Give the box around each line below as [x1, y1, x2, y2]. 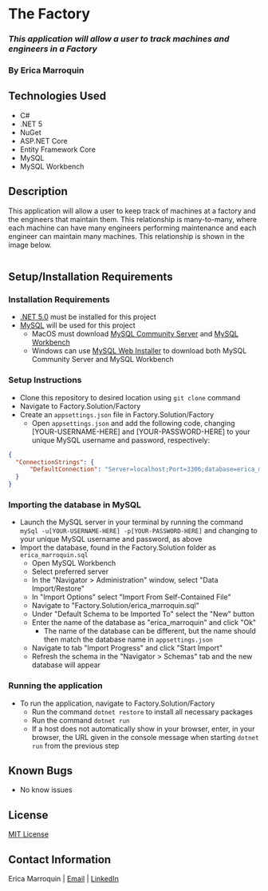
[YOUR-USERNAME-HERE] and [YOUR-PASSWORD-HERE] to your [31, 427, 250, 436]
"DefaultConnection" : [29, 465, 102, 474]
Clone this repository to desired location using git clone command [19, 392, 241, 402]
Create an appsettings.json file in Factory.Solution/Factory [19, 409, 215, 420]
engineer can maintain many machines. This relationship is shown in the [8, 231, 245, 241]
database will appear [31, 660, 101, 670]
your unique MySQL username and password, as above [19, 535, 203, 544]
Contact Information [8, 853, 112, 866]
